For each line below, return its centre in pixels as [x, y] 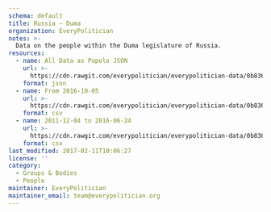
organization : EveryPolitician [61, 31]
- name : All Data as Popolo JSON [72, 61]
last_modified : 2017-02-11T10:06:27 [70, 151]
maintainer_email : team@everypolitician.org [84, 195]
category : [25, 166]
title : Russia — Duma [45, 23]
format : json [45, 83]
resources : [27, 53]
